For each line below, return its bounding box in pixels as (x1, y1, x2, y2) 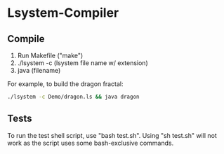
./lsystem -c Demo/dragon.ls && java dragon (7, 93, 140, 100)
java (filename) (17, 66, 61, 74)
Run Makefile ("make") (17, 51, 84, 59)
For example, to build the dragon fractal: (7, 80, 124, 88)
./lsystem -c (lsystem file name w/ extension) (17, 59, 149, 67)
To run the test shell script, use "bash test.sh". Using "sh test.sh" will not (7, 131, 218, 139)
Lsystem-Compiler (7, 5, 119, 21)
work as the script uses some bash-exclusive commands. (7, 139, 174, 147)
